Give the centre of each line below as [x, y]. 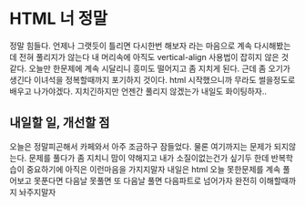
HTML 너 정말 [59, 19]
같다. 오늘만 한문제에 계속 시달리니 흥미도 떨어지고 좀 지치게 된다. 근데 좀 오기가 [150, 68]
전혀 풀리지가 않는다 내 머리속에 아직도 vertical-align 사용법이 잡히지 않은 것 [154, 57]
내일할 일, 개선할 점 [60, 123]
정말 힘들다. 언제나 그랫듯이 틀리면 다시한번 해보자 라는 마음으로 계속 [131, 46]
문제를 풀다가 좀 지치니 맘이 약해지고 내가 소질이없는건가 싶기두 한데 [149, 158]
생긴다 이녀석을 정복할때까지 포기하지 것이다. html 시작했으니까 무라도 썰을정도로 [152, 79]
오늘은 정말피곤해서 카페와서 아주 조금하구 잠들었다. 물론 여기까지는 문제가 [141, 146]
